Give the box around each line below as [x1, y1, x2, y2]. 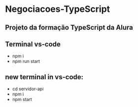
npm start [12, 97, 32, 103]
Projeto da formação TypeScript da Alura [5, 23, 133, 32]
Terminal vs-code [5, 40, 61, 48]
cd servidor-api [12, 86, 44, 92]
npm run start [12, 58, 40, 64]
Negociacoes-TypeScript [5, 3, 110, 15]
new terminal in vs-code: [5, 73, 84, 81]
